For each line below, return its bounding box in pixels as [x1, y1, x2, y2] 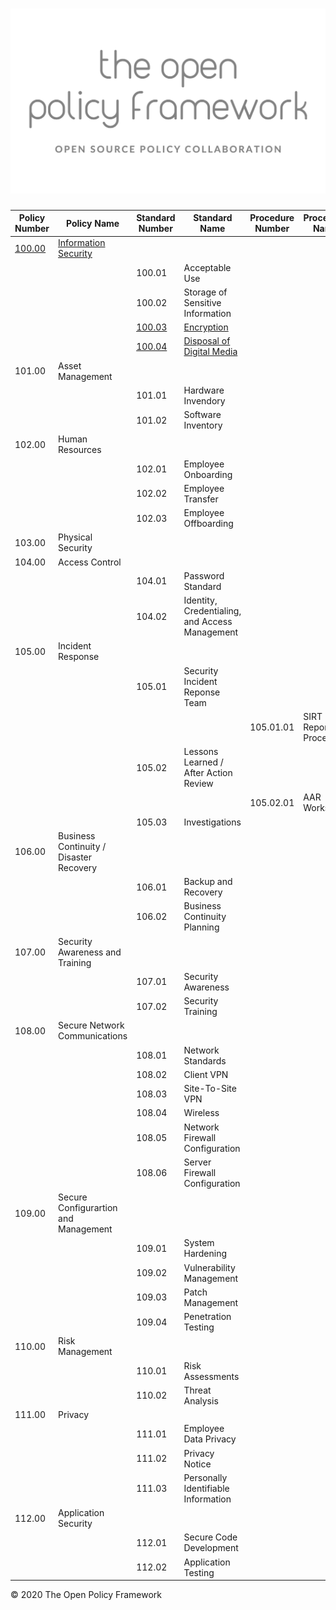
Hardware [183, 384, 225, 396]
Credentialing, [183, 605, 242, 617]
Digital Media [183, 346, 238, 358]
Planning [183, 921, 220, 933]
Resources [58, 444, 102, 456]
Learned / [183, 756, 224, 768]
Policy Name [65, 217, 120, 229]
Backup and [183, 876, 233, 888]
